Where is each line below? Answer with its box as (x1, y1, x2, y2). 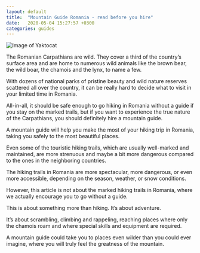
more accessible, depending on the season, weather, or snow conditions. (6, 175, 186, 182)
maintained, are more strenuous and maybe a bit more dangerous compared (6, 151, 194, 158)
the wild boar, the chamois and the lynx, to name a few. (6, 66, 142, 74)
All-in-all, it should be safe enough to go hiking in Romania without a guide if (6, 102, 194, 109)
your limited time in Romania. (6, 90, 78, 97)
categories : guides (6, 25, 55, 32)
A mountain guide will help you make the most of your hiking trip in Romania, (6, 126, 195, 133)
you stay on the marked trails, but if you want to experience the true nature (6, 108, 190, 115)
